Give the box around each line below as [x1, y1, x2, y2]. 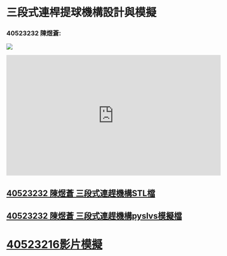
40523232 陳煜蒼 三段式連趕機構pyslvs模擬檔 [6, 211, 182, 221]
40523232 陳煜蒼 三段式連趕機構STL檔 [6, 188, 155, 198]
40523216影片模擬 [6, 238, 103, 252]
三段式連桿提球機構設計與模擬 [6, 6, 157, 20]
